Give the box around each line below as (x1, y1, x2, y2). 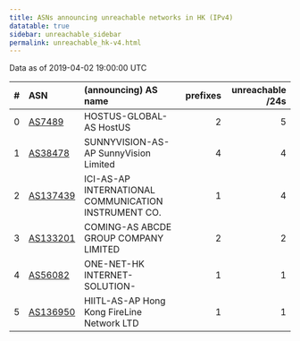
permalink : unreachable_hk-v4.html (9, 38, 142, 47)
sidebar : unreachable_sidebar (9, 30, 122, 38)
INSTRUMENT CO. (83, 207, 162, 219)
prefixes (185, 90, 221, 102)
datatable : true (9, 21, 70, 30)
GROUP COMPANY (83, 232, 164, 244)
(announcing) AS (83, 84, 158, 97)
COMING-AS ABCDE (83, 221, 172, 234)
